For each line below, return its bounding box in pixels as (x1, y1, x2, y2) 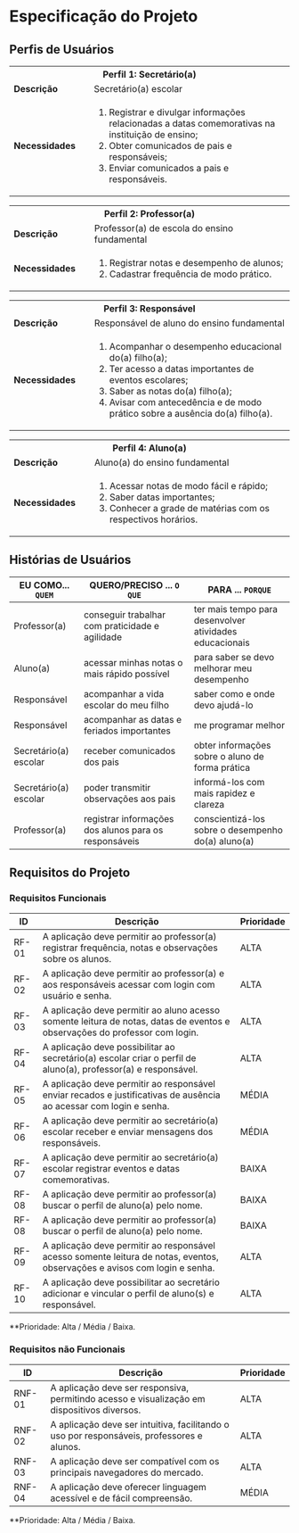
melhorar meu (193, 662, 253, 675)
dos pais (83, 756, 120, 768)
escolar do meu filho (83, 699, 170, 711)
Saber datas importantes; (109, 491, 215, 503)
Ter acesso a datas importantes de (109, 363, 255, 375)
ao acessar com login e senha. (42, 1099, 170, 1112)
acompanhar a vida (83, 687, 165, 700)
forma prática (193, 761, 251, 774)
